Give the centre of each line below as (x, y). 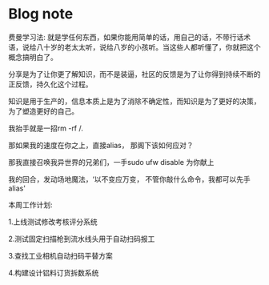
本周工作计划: (31, 204)
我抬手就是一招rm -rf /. (46, 128)
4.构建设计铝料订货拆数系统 (54, 272)
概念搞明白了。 (33, 57)
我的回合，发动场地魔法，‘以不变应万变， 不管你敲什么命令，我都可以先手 (129, 179)
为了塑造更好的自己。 (43, 111)
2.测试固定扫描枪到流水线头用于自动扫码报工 (82, 239)
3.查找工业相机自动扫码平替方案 (61, 255)
